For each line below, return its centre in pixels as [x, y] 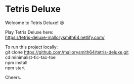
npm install [16, 62]
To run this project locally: [32, 47]
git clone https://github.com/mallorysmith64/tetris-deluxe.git [67, 52]
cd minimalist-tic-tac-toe [30, 57]
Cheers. [13, 77]
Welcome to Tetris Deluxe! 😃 [35, 23]
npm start [15, 68]
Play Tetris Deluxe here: [29, 32]
